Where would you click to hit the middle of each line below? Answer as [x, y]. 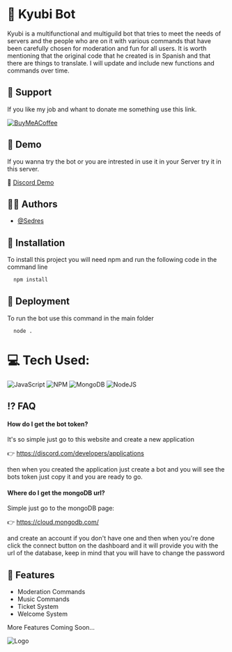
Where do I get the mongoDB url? [56, 492]
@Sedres [30, 221]
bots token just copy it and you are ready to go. [75, 477]
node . [23, 331]
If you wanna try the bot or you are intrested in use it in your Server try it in [114, 161]
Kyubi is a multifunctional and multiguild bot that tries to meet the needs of [114, 33]
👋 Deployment [38, 301]
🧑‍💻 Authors [32, 204]
